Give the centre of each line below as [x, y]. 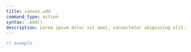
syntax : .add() [24, 22]
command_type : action [32, 17]
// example [19, 43]
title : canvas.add [28, 11]
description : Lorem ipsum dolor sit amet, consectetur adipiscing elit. [96, 27]
